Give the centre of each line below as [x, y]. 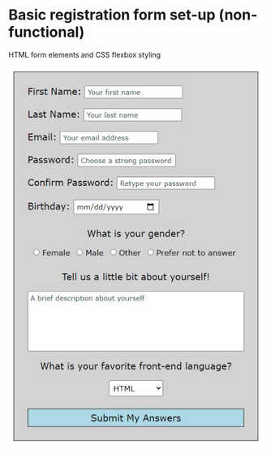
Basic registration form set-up [112, 15]
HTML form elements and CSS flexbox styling [84, 54]
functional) [47, 32]
